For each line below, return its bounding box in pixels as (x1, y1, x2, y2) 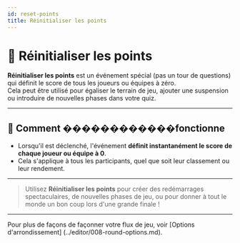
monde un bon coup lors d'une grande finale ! (24, 200, 160, 209)
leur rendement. (17, 165, 66, 173)
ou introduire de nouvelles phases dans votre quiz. (7, 94, 156, 103)
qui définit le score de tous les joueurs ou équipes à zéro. (7, 79, 176, 88)
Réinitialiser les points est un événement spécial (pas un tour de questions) (7, 71, 231, 80)
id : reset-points (7, 10, 59, 18)
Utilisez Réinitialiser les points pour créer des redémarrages (24, 185, 204, 193)
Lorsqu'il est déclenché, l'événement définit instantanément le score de (17, 142, 233, 150)
